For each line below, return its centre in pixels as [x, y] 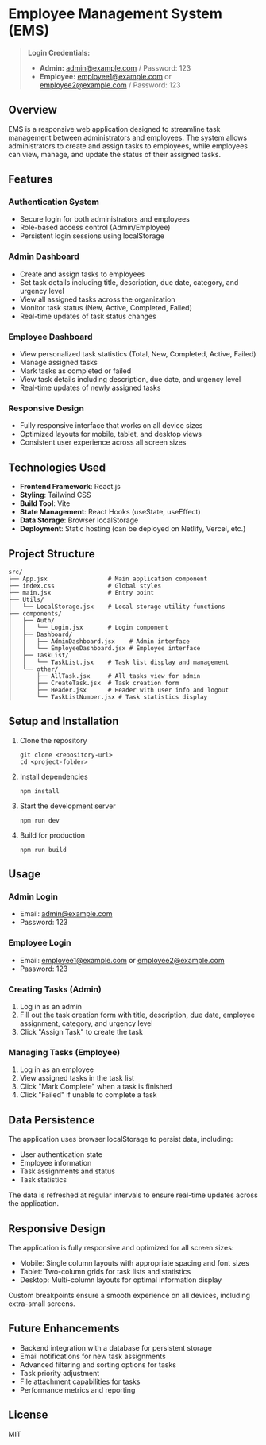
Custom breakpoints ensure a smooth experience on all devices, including [129, 1295]
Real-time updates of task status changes [88, 316]
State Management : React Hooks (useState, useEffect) [110, 512]
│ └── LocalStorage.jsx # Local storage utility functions [117, 607]
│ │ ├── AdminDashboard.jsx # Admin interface [99, 641]
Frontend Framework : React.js [70, 487]
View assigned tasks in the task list [77, 1078]
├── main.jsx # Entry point [81, 592]
